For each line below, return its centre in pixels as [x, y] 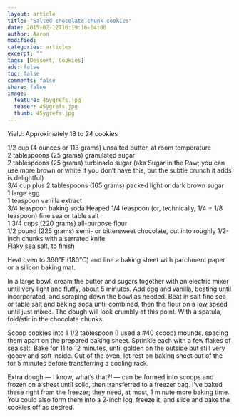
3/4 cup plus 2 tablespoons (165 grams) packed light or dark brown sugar [116, 185]
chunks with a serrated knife [63, 238]
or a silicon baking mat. [42, 267]
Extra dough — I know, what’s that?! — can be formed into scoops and [111, 377]
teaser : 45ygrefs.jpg [46, 107]
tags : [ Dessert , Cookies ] [46, 61]
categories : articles [40, 47]
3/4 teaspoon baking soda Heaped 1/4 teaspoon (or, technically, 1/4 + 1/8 [115, 208]
